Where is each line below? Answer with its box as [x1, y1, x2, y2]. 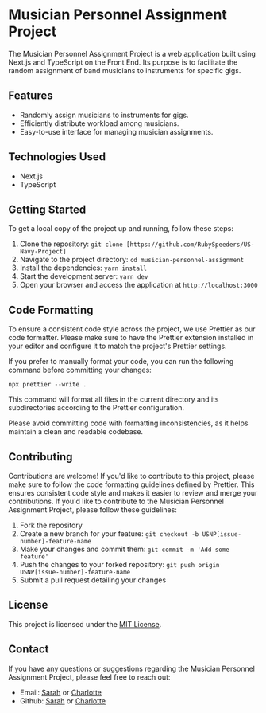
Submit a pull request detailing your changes [19, 575, 167, 585]
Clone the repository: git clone [19, 239, 123, 249]
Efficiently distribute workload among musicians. [19, 118, 179, 128]
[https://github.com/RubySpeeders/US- [125, 241, 255, 249]
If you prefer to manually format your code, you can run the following [8, 357, 234, 366]
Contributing [8, 450, 73, 464]
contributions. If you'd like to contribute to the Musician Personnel [8, 496, 225, 506]
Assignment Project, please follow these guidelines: [8, 505, 177, 515]
